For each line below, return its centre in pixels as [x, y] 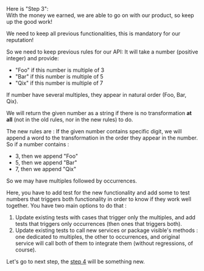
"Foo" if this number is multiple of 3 [60, 70]
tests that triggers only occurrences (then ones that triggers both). [99, 224]
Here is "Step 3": [27, 9]
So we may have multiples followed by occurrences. [72, 181]
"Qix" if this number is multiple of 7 [59, 83]
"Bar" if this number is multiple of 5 [59, 76]
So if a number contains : [38, 144]
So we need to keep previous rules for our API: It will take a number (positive [102, 52]
